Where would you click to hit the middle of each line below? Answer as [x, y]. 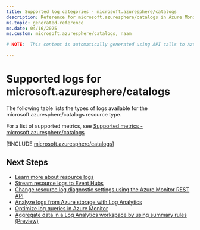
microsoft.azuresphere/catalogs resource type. [64, 114]
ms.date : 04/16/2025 [32, 28]
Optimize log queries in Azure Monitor [61, 208]
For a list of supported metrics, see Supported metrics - [74, 126]
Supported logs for [54, 79]
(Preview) [26, 221]
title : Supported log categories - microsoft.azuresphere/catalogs [92, 12]
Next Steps [27, 163]
